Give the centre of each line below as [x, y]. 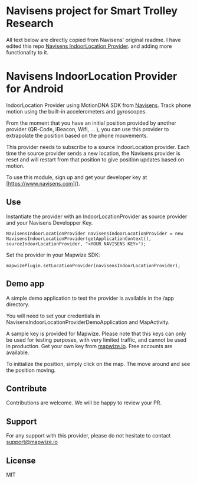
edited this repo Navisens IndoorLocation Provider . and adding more [89, 46]
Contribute [27, 388]
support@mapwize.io [32, 442]
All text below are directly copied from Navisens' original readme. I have [93, 40]
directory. [18, 304]
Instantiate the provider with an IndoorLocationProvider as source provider [97, 216]
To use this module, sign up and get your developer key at [77, 177]
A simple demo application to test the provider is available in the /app [90, 298]
